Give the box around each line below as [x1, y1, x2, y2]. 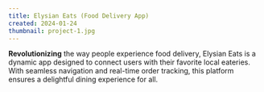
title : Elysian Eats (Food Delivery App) [8, 11, 150, 20]
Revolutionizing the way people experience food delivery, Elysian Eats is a [8, 49, 256, 59]
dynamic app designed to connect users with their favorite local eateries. [8, 57, 251, 67]
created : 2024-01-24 [8, 19, 78, 27]
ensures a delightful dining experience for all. [8, 74, 159, 85]
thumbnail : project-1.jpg [8, 27, 95, 35]
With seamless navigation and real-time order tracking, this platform [8, 66, 234, 76]
